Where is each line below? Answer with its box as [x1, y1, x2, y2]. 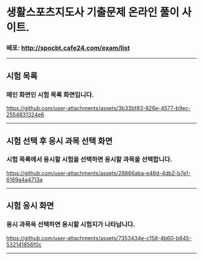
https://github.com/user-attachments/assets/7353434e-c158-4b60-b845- [6, 234, 192, 242]
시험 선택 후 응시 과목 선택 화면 [6, 135, 113, 146]
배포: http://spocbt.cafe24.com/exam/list [6, 44, 130, 52]
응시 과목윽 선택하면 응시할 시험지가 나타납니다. [6, 220, 135, 229]
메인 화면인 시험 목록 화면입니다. [6, 90, 94, 99]
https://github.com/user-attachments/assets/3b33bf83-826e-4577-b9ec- [6, 105, 192, 112]
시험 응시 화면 [6, 201, 54, 211]
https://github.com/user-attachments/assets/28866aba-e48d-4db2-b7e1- [6, 169, 192, 177]
